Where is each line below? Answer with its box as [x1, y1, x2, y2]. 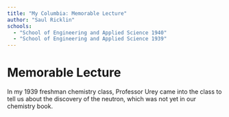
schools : [7, 23, 32, 29]
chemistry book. [7, 102, 53, 110]
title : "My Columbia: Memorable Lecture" [7, 10, 128, 17]
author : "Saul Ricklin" [7, 16, 75, 23]
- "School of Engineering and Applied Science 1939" [13, 36, 167, 42]
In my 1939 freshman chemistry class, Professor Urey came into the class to [7, 88, 222, 96]
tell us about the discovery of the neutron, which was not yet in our [7, 95, 197, 103]
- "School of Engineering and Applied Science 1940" [13, 29, 167, 36]
